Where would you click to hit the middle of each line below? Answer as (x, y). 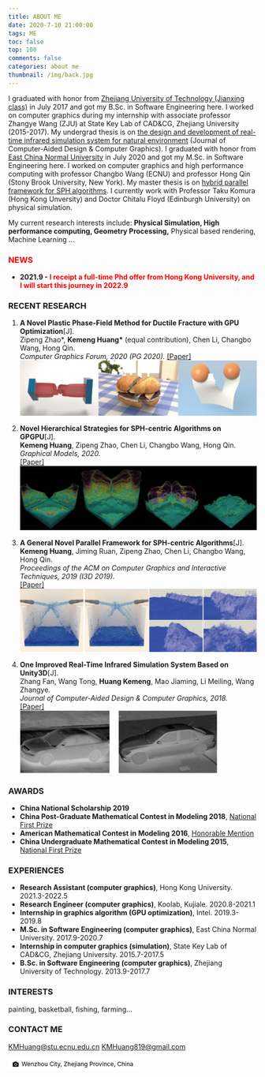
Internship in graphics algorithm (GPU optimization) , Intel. (116, 913)
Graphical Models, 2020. (60, 454)
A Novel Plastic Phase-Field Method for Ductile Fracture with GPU (129, 323)
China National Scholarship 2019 (75, 808)
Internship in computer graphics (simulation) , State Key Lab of (123, 946)
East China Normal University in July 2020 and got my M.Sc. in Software (126, 157)
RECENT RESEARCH (47, 305)
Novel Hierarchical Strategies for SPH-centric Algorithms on (120, 428)
